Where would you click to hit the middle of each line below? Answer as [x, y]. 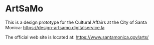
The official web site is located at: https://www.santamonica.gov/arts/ [77, 37]
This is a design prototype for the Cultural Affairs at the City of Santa [76, 22]
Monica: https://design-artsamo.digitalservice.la [55, 27]
